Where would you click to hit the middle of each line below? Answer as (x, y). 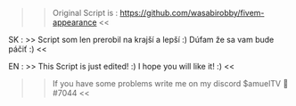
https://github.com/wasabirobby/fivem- (192, 13)
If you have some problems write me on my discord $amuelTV (167, 83)
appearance (74, 22)
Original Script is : (85, 13)
